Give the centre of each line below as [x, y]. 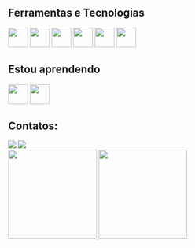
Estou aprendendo [54, 70]
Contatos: [33, 126]
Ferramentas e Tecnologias [77, 13]
